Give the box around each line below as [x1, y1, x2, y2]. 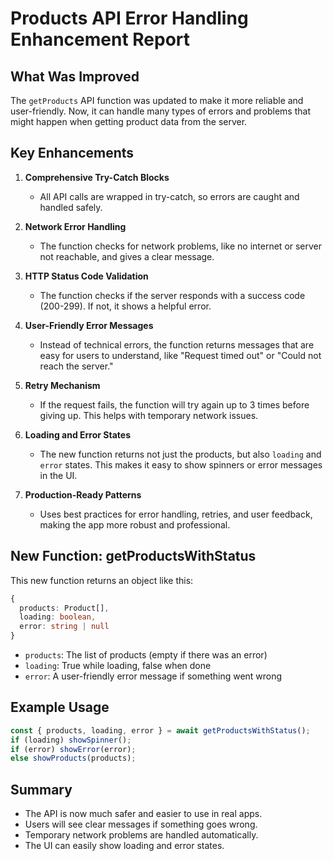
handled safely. [39, 201, 103, 213]
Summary [10, 781, 73, 798]
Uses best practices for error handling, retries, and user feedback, [39, 508, 313, 520]
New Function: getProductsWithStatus [10, 548, 257, 565]
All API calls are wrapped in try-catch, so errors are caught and [39, 190, 300, 202]
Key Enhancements [10, 145, 135, 162]
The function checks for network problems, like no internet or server [39, 240, 323, 252]
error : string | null [19, 622, 110, 632]
